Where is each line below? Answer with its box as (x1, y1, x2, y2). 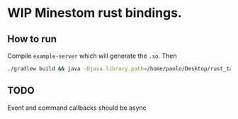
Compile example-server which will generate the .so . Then (7, 51, 177, 60)
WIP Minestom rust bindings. (7, 5, 182, 21)
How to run (7, 33, 57, 45)
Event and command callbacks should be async (7, 104, 147, 112)
